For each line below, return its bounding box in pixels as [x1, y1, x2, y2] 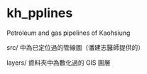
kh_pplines [6, 5, 73, 21]
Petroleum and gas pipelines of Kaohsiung [6, 28, 131, 37]
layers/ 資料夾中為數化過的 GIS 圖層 [6, 58, 111, 67]
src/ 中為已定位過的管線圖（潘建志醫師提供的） [6, 43, 145, 51]
